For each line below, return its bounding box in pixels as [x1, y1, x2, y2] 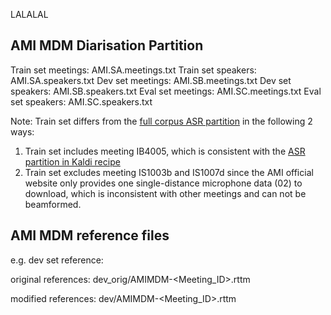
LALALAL [10, 9, 49, 20]
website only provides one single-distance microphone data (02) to [24, 177, 303, 189]
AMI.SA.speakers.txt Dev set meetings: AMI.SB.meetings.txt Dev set [10, 74, 292, 86]
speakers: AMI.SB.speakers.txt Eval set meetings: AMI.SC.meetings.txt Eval [10, 85, 322, 97]
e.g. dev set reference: [10, 254, 104, 266]
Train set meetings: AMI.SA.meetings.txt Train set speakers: [10, 64, 257, 76]
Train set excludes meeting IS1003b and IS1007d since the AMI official [24, 166, 314, 178]
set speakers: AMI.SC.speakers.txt [10, 95, 153, 108]
